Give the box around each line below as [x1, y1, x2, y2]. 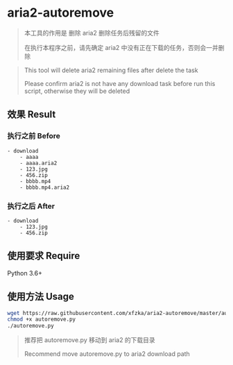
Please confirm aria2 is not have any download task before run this [24, 79, 216, 87]
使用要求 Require [7, 250, 80, 262]
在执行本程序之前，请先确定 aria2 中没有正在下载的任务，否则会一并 [24, 43, 218, 51]
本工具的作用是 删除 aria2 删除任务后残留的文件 [24, 28, 159, 37]
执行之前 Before [7, 131, 61, 141]
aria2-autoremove [7, 5, 114, 21]
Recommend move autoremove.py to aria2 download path [24, 350, 191, 358]
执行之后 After [7, 201, 55, 211]
